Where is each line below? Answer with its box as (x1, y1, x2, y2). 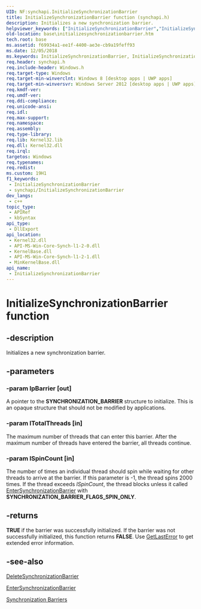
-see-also (6, 557, 44, 567)
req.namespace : (6, 120, 44, 126)
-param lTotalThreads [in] (6, 419, 83, 427)
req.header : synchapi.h (6, 59, 66, 65)
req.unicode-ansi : (6, 103, 52, 110)
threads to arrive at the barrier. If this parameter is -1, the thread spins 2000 (6, 474, 193, 481)
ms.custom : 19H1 (6, 170, 47, 177)
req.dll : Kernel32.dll (6, 142, 63, 149)
